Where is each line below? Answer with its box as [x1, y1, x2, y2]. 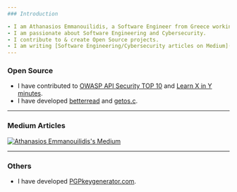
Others [7, 161, 32, 171]
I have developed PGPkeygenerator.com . [17, 177, 136, 186]
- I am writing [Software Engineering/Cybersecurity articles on [7, 43, 203, 50]
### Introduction [7, 10, 59, 18]
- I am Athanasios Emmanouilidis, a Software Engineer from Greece [7, 23, 210, 30]
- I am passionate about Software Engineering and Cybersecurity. [7, 30, 207, 37]
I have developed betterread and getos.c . [17, 96, 138, 105]
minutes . [17, 89, 44, 98]
